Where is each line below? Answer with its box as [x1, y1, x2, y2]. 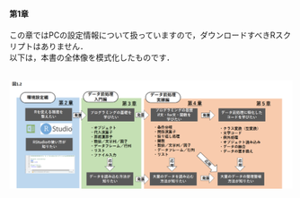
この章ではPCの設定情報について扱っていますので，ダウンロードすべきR [9, 30, 276, 40]
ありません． [40, 41, 88, 52]
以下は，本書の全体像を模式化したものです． [9, 52, 175, 63]
